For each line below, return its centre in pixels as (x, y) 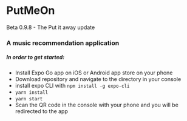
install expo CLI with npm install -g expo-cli (72, 85)
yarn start (29, 99)
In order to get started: (36, 57)
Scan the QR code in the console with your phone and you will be (97, 105)
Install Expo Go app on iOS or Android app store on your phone (94, 73)
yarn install (32, 92)
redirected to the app (42, 111)
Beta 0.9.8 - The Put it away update (51, 27)
